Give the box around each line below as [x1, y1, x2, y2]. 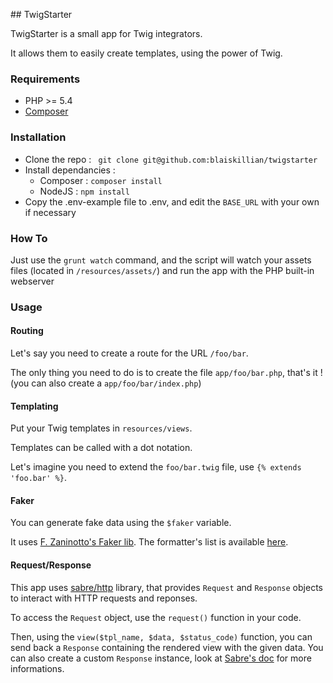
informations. [10, 662, 65, 674]
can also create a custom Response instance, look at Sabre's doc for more [10, 652, 312, 664]
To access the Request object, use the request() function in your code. [10, 611, 302, 623]
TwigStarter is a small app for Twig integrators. [10, 28, 203, 39]
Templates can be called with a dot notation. [10, 442, 193, 454]
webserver [10, 275, 55, 287]
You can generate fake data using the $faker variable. [10, 517, 232, 529]
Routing [10, 325, 44, 337]
